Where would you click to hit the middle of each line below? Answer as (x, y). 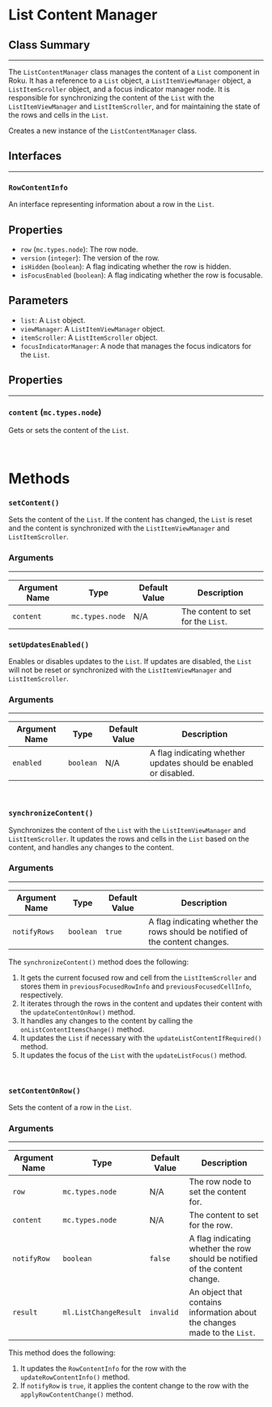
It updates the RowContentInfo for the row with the (103, 1369)
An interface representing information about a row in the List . (111, 204)
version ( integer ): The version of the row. (90, 258)
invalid (164, 1313)
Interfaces (35, 156)
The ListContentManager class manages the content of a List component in (134, 72)
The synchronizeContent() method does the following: (98, 962)
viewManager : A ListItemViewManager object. (93, 328)
